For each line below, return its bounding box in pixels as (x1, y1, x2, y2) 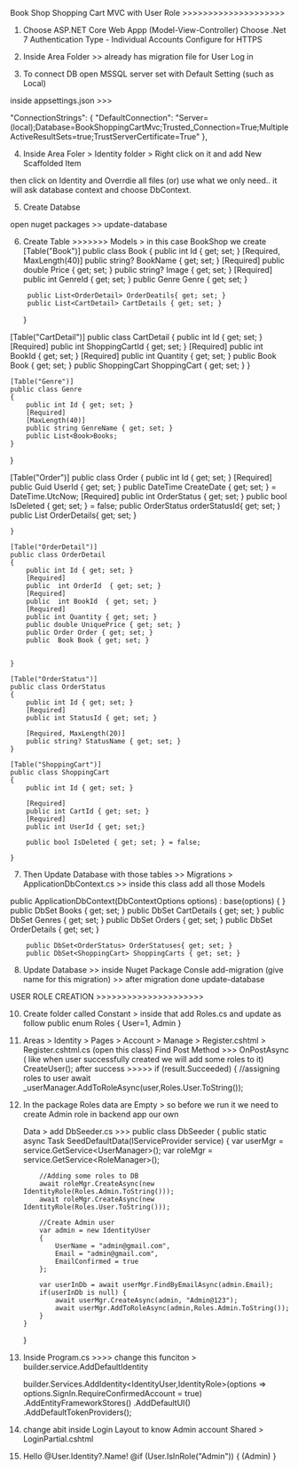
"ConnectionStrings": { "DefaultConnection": (10, 113, 174, 123)
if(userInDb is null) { (39, 1288, 127, 1297)
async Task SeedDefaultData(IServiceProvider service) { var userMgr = (22, 1136, 285, 1146)
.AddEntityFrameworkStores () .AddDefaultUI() (22, 1398, 192, 1408)
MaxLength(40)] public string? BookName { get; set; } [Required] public (22, 255, 286, 266)
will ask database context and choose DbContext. (10, 185, 192, 195)
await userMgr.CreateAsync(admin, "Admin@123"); (55, 1296, 239, 1305)
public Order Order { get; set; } (26, 628, 153, 637)
